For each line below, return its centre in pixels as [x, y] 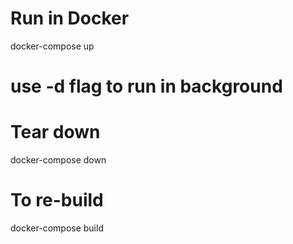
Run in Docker [70, 18]
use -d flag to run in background [146, 86]
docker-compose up [52, 46]
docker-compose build [57, 228]
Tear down [55, 132]
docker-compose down [58, 160]
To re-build [57, 200]
